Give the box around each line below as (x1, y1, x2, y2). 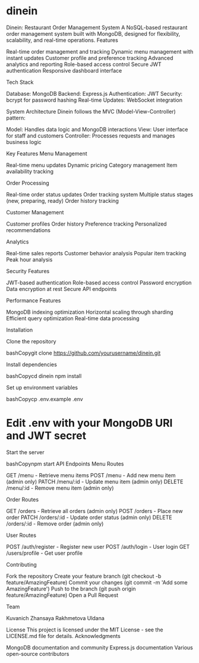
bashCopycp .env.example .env (6, 395, 83, 402)
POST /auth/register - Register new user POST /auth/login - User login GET (6, 543, 190, 550)
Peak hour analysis (6, 256, 53, 263)
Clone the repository (6, 337, 56, 345)
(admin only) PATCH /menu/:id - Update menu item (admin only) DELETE (6, 478, 184, 485)
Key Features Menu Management (6, 150, 87, 157)
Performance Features (6, 296, 61, 304)
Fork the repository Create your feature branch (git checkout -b (6, 573, 162, 580)
